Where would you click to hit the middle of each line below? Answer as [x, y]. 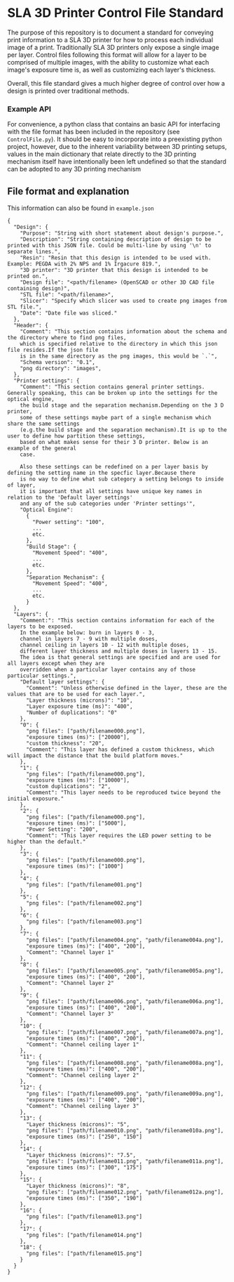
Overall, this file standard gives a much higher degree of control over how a [116, 83]
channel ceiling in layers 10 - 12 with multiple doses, [105, 645]
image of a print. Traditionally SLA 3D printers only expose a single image [113, 47]
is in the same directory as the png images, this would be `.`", [119, 356]
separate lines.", [34, 252]
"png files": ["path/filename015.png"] [84, 1254]
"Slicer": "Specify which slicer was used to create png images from [124, 301]
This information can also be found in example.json [81, 208]
